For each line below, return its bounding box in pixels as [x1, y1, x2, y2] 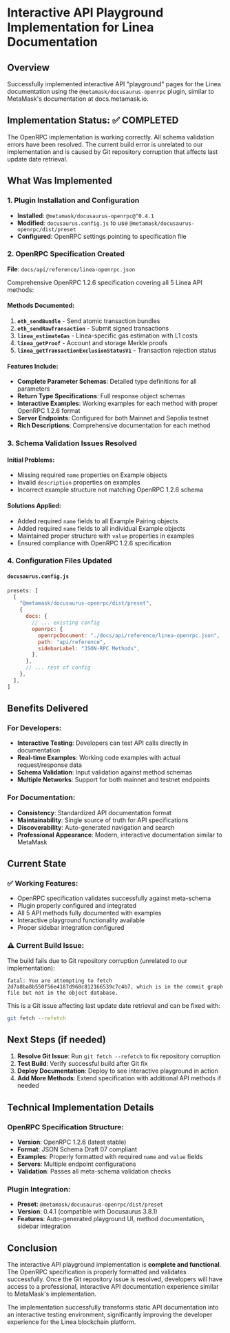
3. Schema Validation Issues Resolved [7, 438, 138, 448]
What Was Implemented [7, 175, 112, 187]
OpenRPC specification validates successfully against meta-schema [17, 894, 211, 902]
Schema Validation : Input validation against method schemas [17, 768, 193, 777]
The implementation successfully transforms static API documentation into [7, 1303, 219, 1312]
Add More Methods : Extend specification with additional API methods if [17, 1074, 222, 1082]
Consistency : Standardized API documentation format [17, 808, 172, 817]
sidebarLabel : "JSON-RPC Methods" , [37, 645, 140, 652]
